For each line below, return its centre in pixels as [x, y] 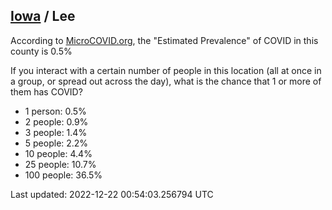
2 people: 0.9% [56, 121]
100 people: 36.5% [63, 175]
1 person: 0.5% [55, 111]
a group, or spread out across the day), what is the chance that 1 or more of [166, 81]
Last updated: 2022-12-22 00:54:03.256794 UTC [112, 194]
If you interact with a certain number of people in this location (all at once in [166, 70]
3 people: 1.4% [56, 132]
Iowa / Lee [43, 16]
